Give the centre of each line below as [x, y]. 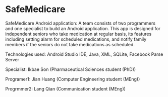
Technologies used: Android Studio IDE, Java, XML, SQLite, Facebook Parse [84, 54]
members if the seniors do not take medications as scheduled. [70, 44]
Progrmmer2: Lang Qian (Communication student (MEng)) [66, 88]
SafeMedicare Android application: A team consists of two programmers [80, 23]
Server [12, 59]
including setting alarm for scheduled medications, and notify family [76, 39]
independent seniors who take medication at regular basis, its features [78, 34]
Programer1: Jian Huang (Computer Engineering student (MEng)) [73, 79]
